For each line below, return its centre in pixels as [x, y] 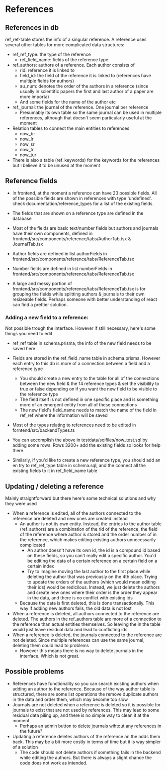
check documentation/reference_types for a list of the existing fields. [83, 203]
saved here [24, 349]
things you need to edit [29, 334]
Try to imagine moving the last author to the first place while [89, 571]
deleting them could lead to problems [51, 645]
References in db [32, 28]
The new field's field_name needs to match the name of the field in [88, 410]
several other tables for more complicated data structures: [65, 45]
